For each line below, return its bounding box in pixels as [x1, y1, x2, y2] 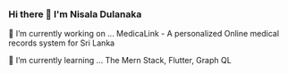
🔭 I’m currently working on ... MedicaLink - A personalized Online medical [8, 29, 279, 39]
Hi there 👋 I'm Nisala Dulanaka [8, 8, 142, 21]
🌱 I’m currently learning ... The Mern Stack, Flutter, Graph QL [8, 55, 232, 66]
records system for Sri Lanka [8, 37, 115, 48]
